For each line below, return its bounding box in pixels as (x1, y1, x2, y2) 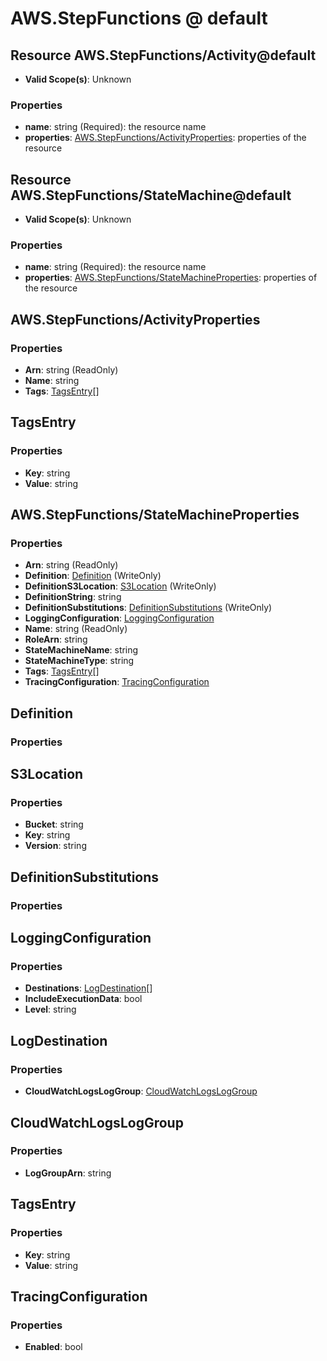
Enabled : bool (24, 1341, 83, 1353)
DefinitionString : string (24, 591, 122, 603)
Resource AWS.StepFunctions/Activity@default (10, 47, 317, 64)
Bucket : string (24, 818, 84, 831)
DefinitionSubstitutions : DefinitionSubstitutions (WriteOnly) (24, 602, 273, 614)
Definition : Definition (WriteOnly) (24, 570, 162, 582)
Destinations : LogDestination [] (24, 982, 153, 994)
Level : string (24, 1003, 77, 1016)
